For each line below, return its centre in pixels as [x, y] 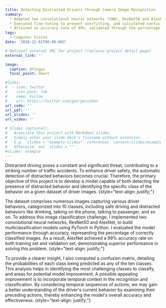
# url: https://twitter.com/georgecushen [52, 101]
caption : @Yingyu [27, 69]
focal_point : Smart [30, 74]
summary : [14, 14]
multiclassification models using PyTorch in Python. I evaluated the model [80, 228]
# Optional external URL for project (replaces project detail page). [79, 51]
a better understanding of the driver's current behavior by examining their [80, 290]
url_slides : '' [21, 115]
